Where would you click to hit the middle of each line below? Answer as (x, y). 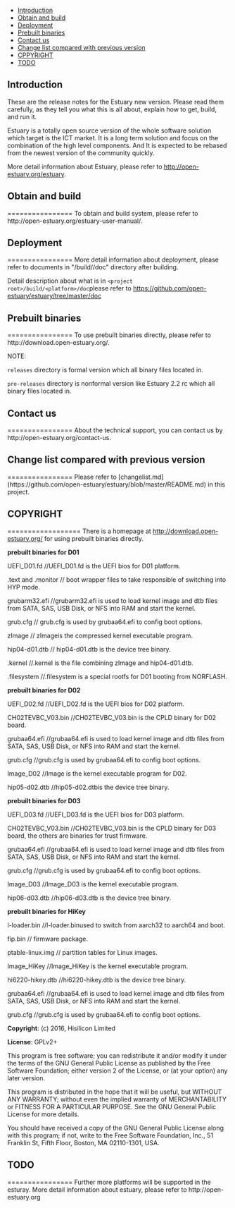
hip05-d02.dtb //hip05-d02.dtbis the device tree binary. (88, 787)
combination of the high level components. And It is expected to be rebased (117, 145)
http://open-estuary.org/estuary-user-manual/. (75, 221)
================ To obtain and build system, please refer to (103, 213)
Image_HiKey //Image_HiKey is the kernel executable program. (98, 966)
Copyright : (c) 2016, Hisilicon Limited (62, 1028)
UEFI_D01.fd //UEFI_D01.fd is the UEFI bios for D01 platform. (94, 566)
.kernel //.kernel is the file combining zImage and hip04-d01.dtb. (100, 663)
